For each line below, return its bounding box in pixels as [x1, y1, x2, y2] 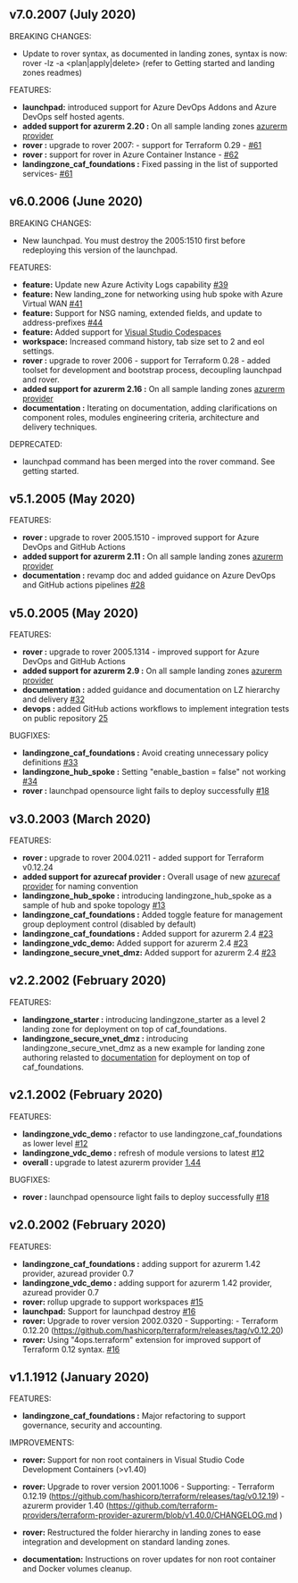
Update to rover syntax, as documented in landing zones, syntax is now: [21, 48, 288, 59]
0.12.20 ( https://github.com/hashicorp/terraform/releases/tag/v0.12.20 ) [21, 1325, 284, 1336]
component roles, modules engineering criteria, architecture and [21, 412, 260, 422]
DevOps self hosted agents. [21, 111, 125, 121]
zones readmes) [21, 67, 83, 78]
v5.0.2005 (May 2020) [9, 605, 139, 621]
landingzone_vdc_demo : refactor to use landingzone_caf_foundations [21, 1129, 283, 1139]
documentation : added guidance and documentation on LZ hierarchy [21, 685, 281, 696]
